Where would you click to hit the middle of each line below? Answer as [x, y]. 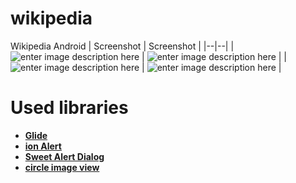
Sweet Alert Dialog [64, 156]
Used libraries [69, 108]
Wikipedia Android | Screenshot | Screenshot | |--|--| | [122, 46]
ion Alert [43, 146]
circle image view [62, 167]
